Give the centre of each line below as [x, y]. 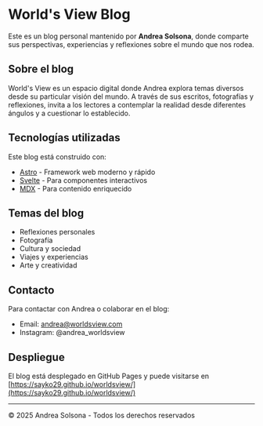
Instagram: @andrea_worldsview [72, 333]
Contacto [31, 290]
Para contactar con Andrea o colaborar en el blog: [89, 309]
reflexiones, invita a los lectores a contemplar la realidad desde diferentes [127, 104]
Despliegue [36, 357]
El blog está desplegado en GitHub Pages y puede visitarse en [109, 376]
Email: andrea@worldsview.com [71, 324]
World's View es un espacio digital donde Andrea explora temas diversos [126, 88]
